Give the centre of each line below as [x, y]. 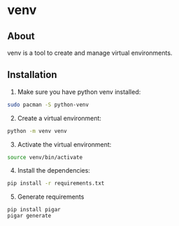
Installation [32, 75]
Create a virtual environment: [59, 118]
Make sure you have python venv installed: [79, 92]
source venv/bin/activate [45, 157]
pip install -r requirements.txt [56, 184]
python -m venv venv [37, 131]
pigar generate [29, 216]
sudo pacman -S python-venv [48, 105]
